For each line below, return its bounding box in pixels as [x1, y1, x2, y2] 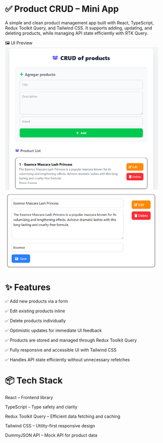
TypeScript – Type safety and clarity [5, 404, 78, 410]
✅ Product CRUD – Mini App [5, 3, 119, 15]
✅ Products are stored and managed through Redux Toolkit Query [5, 337, 137, 343]
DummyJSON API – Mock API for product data [5, 432, 97, 438]
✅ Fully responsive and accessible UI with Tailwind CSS [5, 347, 117, 353]
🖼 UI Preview [5, 40, 33, 46]
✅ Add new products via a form [5, 298, 68, 304]
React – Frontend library [5, 394, 54, 400]
